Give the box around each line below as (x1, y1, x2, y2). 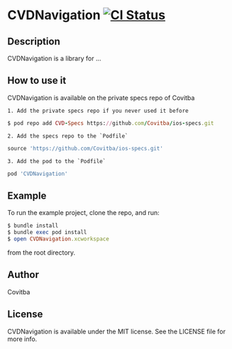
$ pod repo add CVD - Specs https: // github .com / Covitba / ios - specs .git (7, 119, 214, 127)
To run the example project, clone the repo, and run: (7, 209, 160, 217)
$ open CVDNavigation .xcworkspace (7, 236, 110, 243)
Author (7, 269, 39, 281)
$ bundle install (7, 222, 59, 230)
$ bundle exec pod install (7, 229, 87, 236)
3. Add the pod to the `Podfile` (7, 157, 106, 165)
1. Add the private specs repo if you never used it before (7, 107, 189, 114)
